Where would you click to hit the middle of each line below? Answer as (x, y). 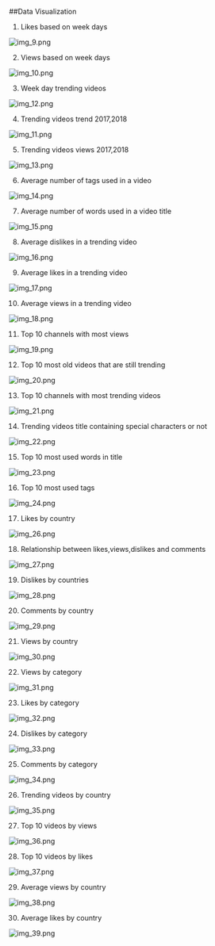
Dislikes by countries (55, 580)
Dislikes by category (54, 733)
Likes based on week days (64, 27)
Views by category (51, 672)
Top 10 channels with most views (75, 334)
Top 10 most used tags (58, 488)
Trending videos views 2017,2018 (75, 149)
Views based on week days (65, 57)
